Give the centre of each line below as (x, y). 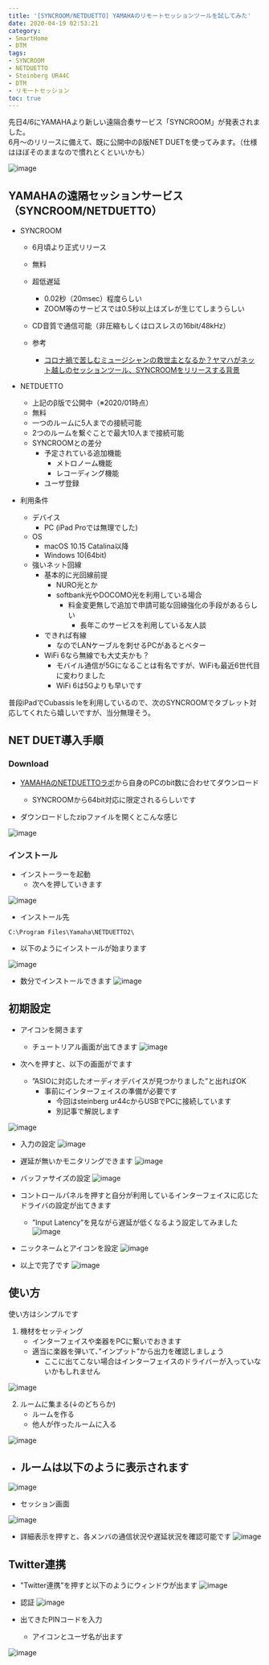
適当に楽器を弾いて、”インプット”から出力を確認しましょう (128, 1351)
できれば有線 (65, 635)
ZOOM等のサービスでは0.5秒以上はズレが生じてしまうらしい (144, 309)
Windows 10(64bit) (75, 556)
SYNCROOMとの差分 (67, 443)
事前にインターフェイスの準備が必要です (111, 1091)
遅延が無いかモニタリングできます (76, 1161)
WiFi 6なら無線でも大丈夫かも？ (97, 655)
